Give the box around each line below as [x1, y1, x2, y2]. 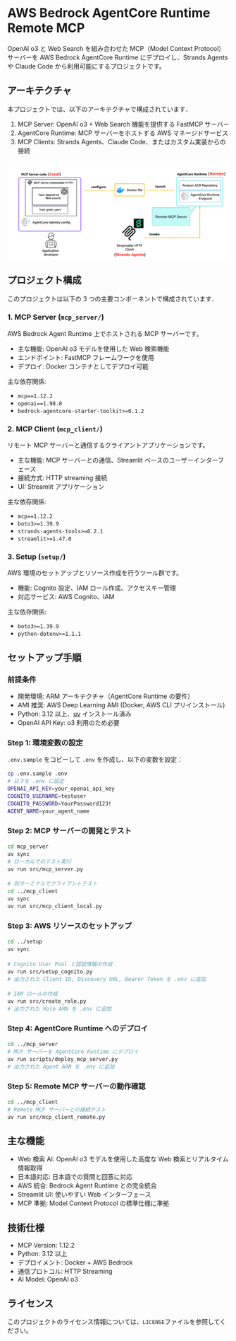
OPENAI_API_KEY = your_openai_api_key [7, 785, 115, 793]
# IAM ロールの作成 [7, 990, 58, 998]
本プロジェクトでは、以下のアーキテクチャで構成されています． [7, 105, 192, 113]
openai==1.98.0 [17, 400, 63, 407]
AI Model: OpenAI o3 [17, 1275, 79, 1284]
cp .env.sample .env [7, 770, 68, 777]
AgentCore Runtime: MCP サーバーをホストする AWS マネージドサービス [17, 129, 229, 137]
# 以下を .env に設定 [7, 778, 65, 785]
